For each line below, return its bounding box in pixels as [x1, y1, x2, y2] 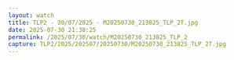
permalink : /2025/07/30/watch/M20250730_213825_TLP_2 [8, 33, 188, 41]
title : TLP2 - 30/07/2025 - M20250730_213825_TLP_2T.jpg [8, 19, 199, 26]
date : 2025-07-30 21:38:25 [8, 26, 97, 34]
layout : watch [8, 11, 55, 19]
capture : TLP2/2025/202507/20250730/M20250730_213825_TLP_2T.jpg [8, 41, 226, 48]
